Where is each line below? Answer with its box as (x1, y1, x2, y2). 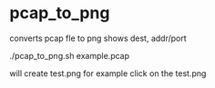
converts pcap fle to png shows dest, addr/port (9, 33, 187, 44)
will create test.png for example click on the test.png (9, 67, 207, 79)
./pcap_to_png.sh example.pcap (9, 50, 130, 61)
